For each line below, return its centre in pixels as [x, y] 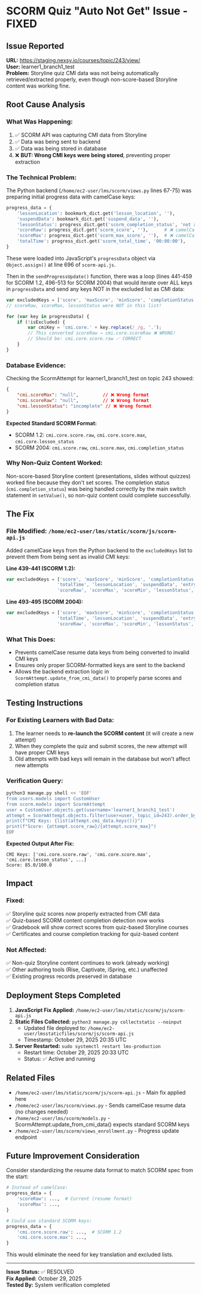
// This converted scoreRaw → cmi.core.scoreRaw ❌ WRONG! [102, 333]
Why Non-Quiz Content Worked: [54, 463]
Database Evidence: [36, 365]
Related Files [31, 1078]
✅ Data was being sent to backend [57, 142]
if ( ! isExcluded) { [41, 322]
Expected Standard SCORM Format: [51, 423]
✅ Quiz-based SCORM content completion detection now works [85, 920]
